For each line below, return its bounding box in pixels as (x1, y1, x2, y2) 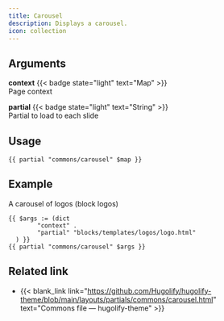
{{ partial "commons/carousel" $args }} (8, 243, 147, 251)
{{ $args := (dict (8, 215, 70, 223)
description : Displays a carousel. (8, 19, 128, 27)
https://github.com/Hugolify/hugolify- (87, 286, 212, 295)
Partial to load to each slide (8, 110, 99, 121)
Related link (8, 265, 68, 278)
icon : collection (8, 27, 67, 35)
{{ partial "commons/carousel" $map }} (8, 156, 143, 164)
